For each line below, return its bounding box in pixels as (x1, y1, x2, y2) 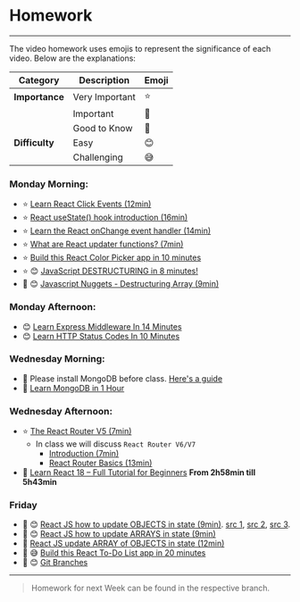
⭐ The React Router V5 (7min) (21, 426, 132, 437)
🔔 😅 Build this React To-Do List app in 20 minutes (21, 548, 206, 558)
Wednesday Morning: (9, 353, 105, 365)
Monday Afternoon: (9, 301, 96, 314)
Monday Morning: (9, 178, 89, 190)
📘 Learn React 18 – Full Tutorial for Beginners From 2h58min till (21, 467, 256, 478)
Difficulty (13, 136, 55, 148)
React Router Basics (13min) (48, 457, 153, 469)
